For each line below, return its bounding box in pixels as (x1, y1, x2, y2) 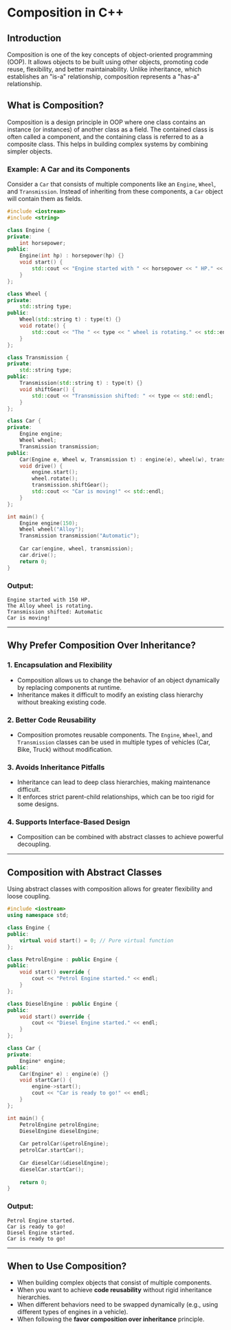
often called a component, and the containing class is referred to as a (7, 132, 204, 140)
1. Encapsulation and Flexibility (7, 660, 113, 670)
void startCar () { (19, 1077, 72, 1084)
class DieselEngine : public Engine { (7, 1000, 118, 1007)
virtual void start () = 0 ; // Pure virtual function (19, 937, 174, 944)
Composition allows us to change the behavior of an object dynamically (16, 676, 220, 684)
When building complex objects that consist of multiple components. (16, 1278, 212, 1287)
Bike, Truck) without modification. (16, 745, 113, 753)
